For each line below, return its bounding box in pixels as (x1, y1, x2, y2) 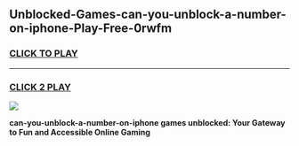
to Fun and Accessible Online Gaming (9, 127, 151, 137)
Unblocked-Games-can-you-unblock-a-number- (9, 7, 287, 22)
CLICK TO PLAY (9, 48, 78, 60)
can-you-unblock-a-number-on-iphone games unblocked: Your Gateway (9, 117, 287, 127)
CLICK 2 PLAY (9, 81, 71, 93)
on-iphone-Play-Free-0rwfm (9, 21, 172, 36)
